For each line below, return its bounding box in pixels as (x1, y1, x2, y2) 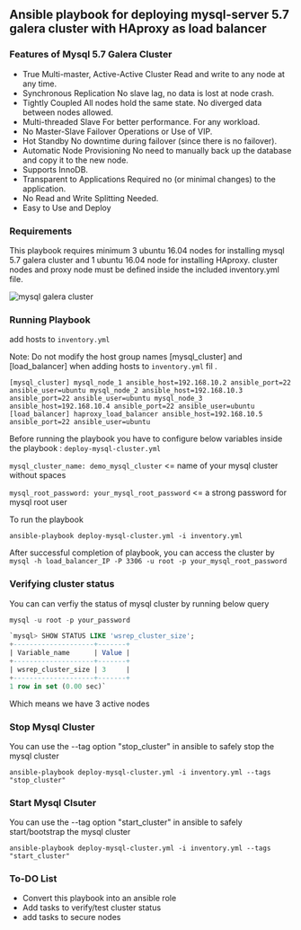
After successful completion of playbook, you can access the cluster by (9, 547, 276, 558)
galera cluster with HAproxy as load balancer (9, 22, 267, 37)
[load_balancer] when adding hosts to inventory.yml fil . (9, 361, 217, 372)
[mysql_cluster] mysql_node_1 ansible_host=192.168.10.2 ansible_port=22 (9, 378, 292, 387)
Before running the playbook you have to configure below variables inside (9, 433, 283, 444)
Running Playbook (9, 314, 92, 326)
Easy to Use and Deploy (22, 202, 111, 213)
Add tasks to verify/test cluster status (22, 902, 162, 913)
